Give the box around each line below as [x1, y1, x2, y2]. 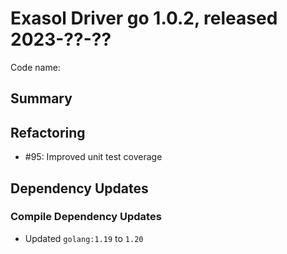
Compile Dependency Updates [10, 210, 162, 224]
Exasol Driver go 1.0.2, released [10, 7, 278, 30]
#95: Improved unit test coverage [24, 151, 163, 163]
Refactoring [10, 124, 86, 141]
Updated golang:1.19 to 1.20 [24, 232, 144, 244]
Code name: [10, 61, 61, 73]
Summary [10, 90, 73, 107]
